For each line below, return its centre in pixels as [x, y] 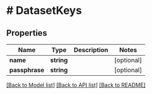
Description [91, 50]
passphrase [27, 70]
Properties [27, 33]
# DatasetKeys [44, 11]
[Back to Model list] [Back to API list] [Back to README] [76, 85]
